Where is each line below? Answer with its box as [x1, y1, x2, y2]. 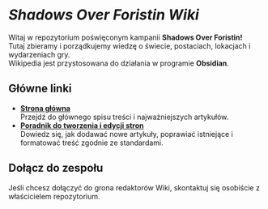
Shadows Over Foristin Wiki [8, 6, 200, 24]
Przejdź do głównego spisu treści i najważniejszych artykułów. [19, 112, 229, 122]
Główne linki [8, 82, 72, 96]
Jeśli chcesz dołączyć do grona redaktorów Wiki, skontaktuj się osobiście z [8, 182, 261, 192]
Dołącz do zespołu [8, 161, 104, 175]
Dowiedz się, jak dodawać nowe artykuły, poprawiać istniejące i [19, 129, 233, 139]
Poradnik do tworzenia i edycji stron [19, 120, 144, 130]
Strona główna [19, 103, 70, 113]
